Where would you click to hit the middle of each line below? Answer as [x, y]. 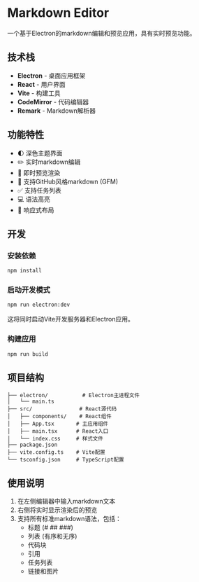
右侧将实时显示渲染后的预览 [57, 510]
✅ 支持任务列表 [39, 190]
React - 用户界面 [42, 84]
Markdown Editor [58, 13]
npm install [24, 271]
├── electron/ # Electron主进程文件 [73, 396]
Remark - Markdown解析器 [57, 111]
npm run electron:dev [39, 305]
